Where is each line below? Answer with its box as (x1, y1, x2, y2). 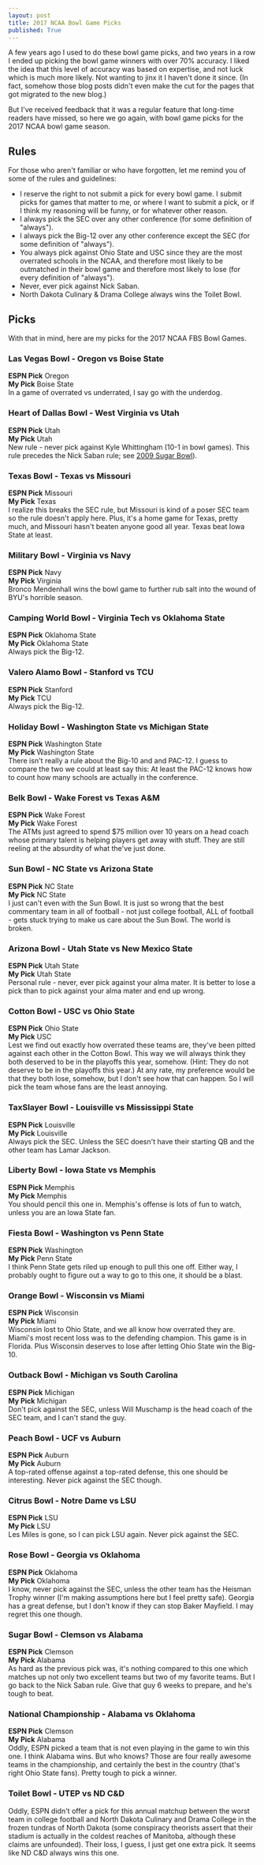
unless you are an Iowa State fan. (8, 1207, 117, 1217)
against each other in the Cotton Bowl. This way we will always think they (8, 1049, 246, 1058)
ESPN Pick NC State (8, 881, 74, 891)
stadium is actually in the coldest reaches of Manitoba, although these (8, 1831, 236, 1841)
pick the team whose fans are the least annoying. (8, 1082, 168, 1092)
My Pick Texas (8, 496, 57, 505)
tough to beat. (8, 1688, 54, 1698)
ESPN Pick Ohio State (8, 1024, 79, 1033)
